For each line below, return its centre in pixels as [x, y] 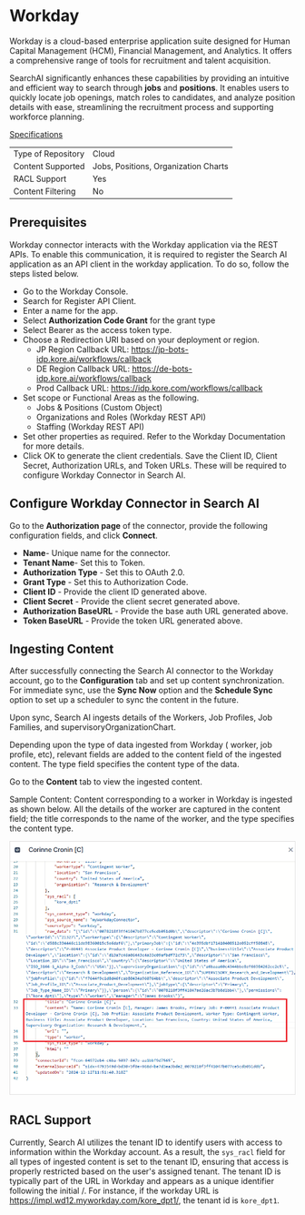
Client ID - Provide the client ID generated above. [114, 592]
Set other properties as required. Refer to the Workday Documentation [154, 436]
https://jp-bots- [160, 349]
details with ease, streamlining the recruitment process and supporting [142, 106]
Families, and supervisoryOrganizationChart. [93, 727]
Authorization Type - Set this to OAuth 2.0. [103, 572]
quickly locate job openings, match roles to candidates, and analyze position [152, 97]
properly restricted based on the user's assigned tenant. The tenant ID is [145, 1171]
